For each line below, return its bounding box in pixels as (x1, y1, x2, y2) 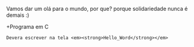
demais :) (6, 11, 30, 19)
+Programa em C (6, 23, 49, 30)
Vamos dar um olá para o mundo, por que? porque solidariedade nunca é (6, 5, 188, 12)
